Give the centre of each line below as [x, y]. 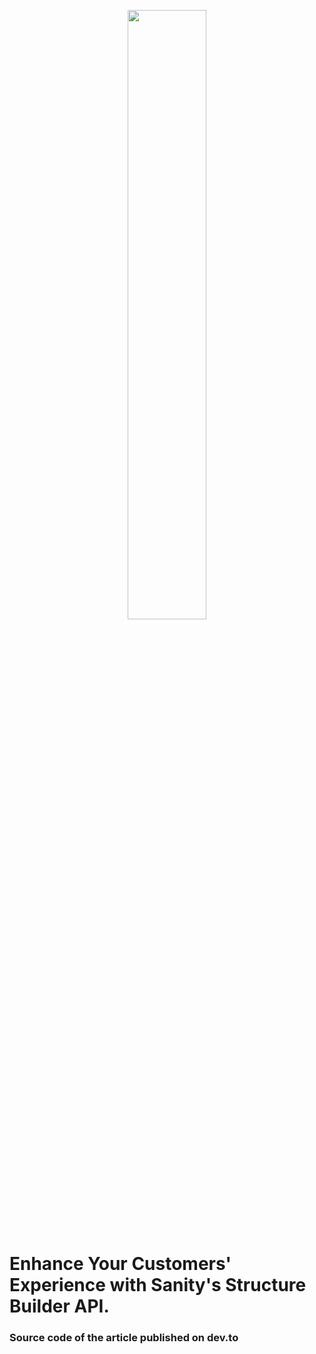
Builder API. [59, 1306]
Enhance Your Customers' [120, 1264]
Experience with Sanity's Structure [158, 1285]
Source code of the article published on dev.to [124, 1338]
